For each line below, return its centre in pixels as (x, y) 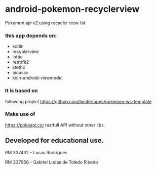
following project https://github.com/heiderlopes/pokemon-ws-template (78, 101)
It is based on (21, 91)
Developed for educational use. (54, 141)
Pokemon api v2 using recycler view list (45, 23)
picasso (20, 73)
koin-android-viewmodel (37, 78)
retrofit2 (20, 62)
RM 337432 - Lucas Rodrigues (36, 152)
